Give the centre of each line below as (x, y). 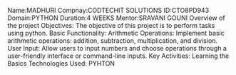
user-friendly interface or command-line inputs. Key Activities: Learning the (118, 56)
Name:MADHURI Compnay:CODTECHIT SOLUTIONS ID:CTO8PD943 (108, 10)
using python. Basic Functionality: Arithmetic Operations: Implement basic (116, 33)
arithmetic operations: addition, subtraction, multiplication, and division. (113, 41)
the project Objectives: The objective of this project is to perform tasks (111, 25)
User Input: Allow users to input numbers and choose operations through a (117, 48)
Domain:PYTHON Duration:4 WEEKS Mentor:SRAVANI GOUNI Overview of (117, 18)
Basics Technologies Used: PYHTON (61, 63)
